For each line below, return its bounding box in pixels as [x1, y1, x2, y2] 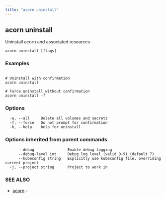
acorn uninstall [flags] [5, 48, 57, 54]
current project [5, 160, 39, 166]
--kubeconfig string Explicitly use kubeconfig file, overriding [18, 156, 162, 161]
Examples [5, 60, 30, 67]
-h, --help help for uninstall [9, 125, 81, 130]
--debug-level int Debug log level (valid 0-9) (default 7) [18, 152, 155, 157]
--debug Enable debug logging [18, 147, 112, 152]
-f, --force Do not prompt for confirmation [9, 120, 108, 125]
